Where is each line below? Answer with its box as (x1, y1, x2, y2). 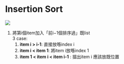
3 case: (12, 35, 28, 41)
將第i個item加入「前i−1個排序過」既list (12, 30, 90, 36)
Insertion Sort (5, 3, 63, 15)
